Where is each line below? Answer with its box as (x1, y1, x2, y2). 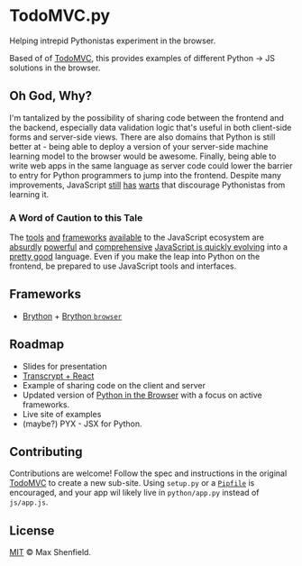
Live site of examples (22, 408, 102, 419)
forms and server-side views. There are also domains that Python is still (9, 132, 276, 142)
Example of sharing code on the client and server (22, 379, 206, 390)
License (9, 523, 55, 538)
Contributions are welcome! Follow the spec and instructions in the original (9, 468, 288, 479)
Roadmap (9, 337, 65, 352)
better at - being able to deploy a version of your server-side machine (9, 141, 269, 151)
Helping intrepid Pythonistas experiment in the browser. (9, 35, 216, 46)
